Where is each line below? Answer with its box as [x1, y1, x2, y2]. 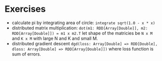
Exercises [4, 3, 46, 15]
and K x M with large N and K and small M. [11, 35, 98, 41]
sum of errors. [11, 51, 41, 57]
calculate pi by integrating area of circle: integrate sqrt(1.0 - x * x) [11, 20, 156, 26]
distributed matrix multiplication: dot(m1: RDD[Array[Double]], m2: [11, 25, 148, 30]
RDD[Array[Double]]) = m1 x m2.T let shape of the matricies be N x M [11, 30, 153, 36]
